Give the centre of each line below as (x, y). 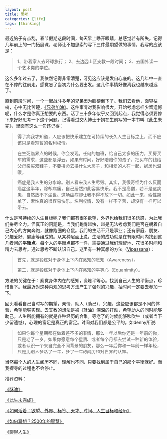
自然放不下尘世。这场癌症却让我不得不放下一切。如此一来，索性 (91, 195)
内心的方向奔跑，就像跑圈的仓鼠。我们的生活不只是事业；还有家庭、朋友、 (85, 230)
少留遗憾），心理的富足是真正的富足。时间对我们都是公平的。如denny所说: (81, 322)
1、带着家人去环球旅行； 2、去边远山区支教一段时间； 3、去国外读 (85, 61)
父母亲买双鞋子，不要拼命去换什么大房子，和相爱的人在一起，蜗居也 (87, 166)
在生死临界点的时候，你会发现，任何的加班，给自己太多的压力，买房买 (89, 153)
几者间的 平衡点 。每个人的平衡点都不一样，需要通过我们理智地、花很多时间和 (83, 243)
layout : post (19, 10)
